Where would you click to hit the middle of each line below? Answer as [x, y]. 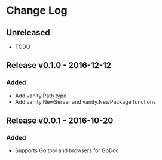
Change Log [37, 10]
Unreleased [28, 33]
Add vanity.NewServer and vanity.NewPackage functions [85, 101]
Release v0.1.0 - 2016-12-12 [59, 65]
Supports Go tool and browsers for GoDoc [67, 150]
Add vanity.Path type [41, 96]
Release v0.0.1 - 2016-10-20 [60, 121]
